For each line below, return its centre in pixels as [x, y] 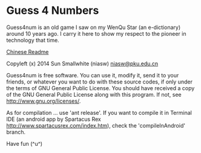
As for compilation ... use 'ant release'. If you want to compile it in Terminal [99, 112]
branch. [16, 132]
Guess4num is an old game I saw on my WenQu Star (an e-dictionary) [94, 27]
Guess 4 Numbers [53, 11]
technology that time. [33, 40]
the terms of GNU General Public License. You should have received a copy [100, 88]
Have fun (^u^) [25, 143]
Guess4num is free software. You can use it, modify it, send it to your [93, 75]
